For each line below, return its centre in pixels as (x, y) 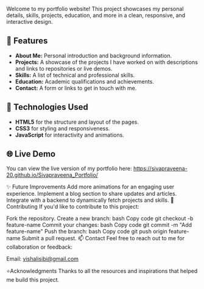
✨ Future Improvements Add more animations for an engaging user (90, 187)
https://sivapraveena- (160, 169)
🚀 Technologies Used (47, 107)
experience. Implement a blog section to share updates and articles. (92, 194)
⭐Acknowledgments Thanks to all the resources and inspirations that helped (102, 271)
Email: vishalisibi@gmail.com (43, 259)
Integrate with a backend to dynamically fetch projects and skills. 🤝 (90, 200)
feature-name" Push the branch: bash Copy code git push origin (87, 232)
